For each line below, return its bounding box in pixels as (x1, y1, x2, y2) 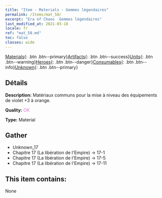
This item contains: (5, 174, 67, 183)
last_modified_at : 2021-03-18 (5, 21, 69, 26)
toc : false (5, 35, 28, 40)
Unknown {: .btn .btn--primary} (15, 64, 78, 70)
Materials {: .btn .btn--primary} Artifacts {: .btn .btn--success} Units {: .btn (5, 53, 153, 59)
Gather (5, 131, 28, 139)
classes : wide (5, 40, 35, 45)
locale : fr (5, 26, 28, 31)
